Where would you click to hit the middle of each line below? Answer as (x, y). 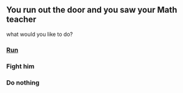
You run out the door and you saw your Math (92, 10)
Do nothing (23, 83)
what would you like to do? (40, 34)
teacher (21, 20)
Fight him (20, 66)
